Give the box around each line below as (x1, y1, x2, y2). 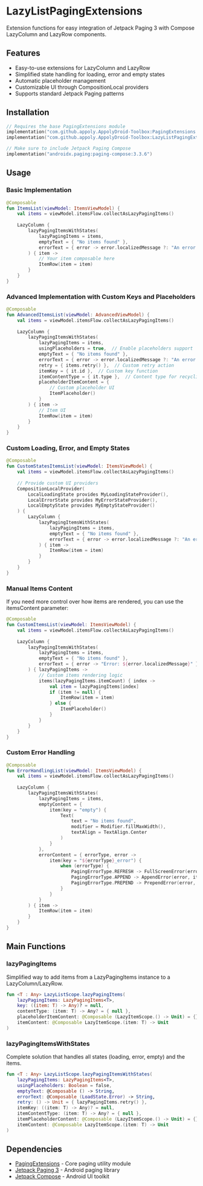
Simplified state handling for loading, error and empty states (14, 71, 165, 78)
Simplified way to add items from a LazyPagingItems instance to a (6, 973, 170, 981)
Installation (6, 107, 50, 118)
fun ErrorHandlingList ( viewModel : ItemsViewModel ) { (6, 768, 142, 774)
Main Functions (6, 941, 66, 952)
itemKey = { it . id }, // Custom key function (38, 368, 158, 374)
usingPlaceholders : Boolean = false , (17, 1082, 112, 1088)
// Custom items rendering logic (38, 672, 123, 678)
